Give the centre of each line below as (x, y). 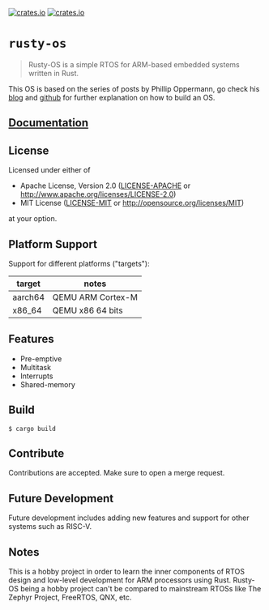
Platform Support (53, 244)
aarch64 (29, 297)
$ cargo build (32, 429)
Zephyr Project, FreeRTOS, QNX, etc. (70, 597)
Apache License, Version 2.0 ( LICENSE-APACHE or (105, 186)
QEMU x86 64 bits (88, 310)
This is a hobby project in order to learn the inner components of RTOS (127, 572)
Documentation (49, 123)
